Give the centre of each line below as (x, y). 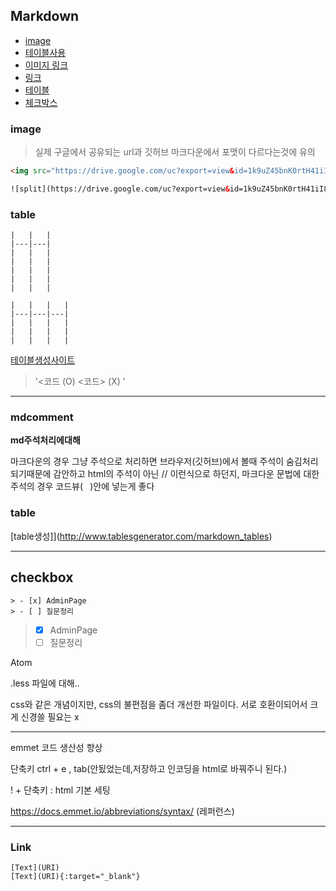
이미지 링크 (46, 65)
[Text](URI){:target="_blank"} (75, 876)
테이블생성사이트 (43, 360)
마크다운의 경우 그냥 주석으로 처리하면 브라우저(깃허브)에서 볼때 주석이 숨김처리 (164, 461)
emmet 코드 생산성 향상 (56, 747)
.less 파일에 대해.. (45, 683)
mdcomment (42, 417)
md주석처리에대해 (45, 440)
